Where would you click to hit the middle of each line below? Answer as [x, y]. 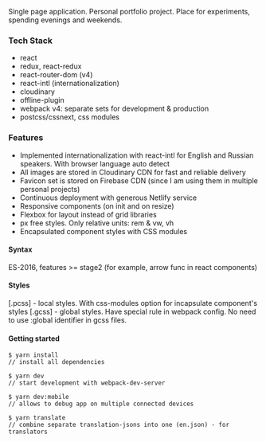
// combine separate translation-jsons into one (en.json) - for [119, 425]
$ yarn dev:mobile [39, 397]
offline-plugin [42, 100]
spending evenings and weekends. [65, 20]
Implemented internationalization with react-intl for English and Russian [137, 155]
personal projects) [50, 189]
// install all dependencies [57, 362]
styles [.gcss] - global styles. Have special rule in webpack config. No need [132, 311]
